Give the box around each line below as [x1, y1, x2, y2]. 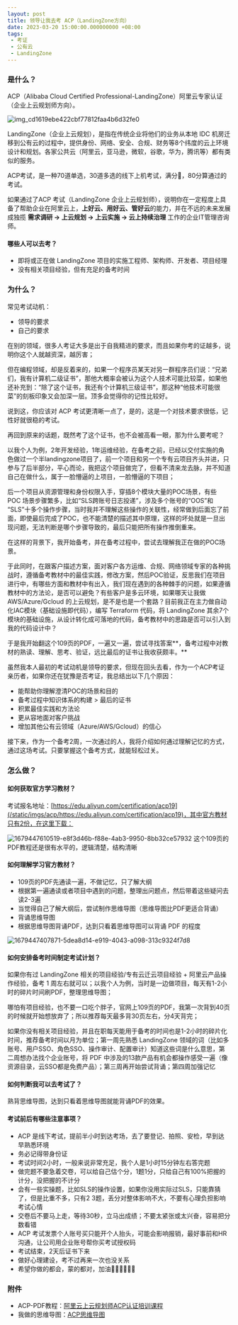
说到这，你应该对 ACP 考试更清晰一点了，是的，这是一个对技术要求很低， [7, 407, 222, 415]
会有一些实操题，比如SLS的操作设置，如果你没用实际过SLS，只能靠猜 [17, 1185, 221, 1193]
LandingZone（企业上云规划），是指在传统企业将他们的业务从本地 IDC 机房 [7, 130, 225, 138]
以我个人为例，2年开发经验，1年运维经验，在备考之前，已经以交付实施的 [7, 446, 219, 454]
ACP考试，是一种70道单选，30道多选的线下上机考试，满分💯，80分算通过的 [7, 171, 227, 180]
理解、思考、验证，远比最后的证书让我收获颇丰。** [38, 648, 188, 656]
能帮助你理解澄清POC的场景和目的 [17, 687, 118, 695]
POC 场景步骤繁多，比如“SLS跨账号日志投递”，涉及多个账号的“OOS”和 [7, 496, 214, 504]
